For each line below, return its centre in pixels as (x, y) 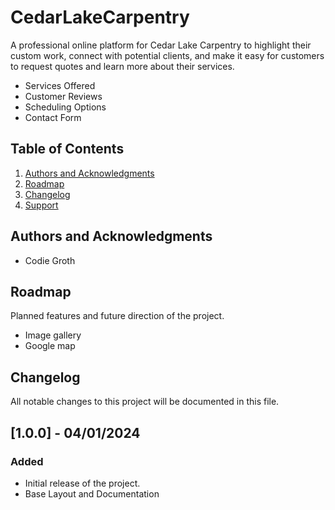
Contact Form (53, 117)
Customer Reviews (63, 96)
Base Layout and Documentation (92, 493)
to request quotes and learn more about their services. (122, 66)
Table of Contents (67, 149)
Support (41, 205)
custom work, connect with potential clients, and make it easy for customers (167, 55)
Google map (50, 346)
